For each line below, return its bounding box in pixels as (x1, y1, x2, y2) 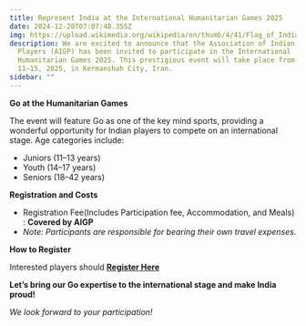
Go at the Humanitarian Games (9, 97, 128, 108)
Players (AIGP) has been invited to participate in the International (17, 47, 291, 56)
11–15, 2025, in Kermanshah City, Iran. (17, 65, 173, 74)
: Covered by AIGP (22, 216, 94, 228)
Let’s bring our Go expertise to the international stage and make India (9, 279, 277, 290)
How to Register (9, 243, 71, 255)
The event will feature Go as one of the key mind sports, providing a (9, 115, 264, 126)
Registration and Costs (9, 188, 98, 200)
